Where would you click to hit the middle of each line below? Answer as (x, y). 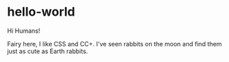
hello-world (41, 12)
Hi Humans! (24, 31)
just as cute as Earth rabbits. (48, 51)
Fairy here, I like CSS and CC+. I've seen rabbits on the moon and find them (114, 44)
